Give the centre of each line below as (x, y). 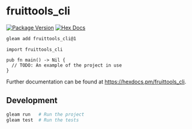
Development (32, 100)
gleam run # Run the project (45, 114)
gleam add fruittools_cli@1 (41, 38)
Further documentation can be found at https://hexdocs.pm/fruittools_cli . (96, 82)
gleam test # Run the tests (43, 120)
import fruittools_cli (34, 49)
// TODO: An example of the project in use (67, 65)
